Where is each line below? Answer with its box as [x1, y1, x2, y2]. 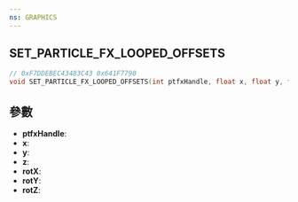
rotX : [21, 166, 42, 176]
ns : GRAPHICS [9, 12, 58, 22]
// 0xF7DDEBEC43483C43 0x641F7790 [9, 69, 137, 78]
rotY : [21, 175, 42, 186]
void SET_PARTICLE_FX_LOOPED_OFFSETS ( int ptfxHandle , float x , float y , [9, 77, 284, 87]
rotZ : [21, 185, 42, 195]
